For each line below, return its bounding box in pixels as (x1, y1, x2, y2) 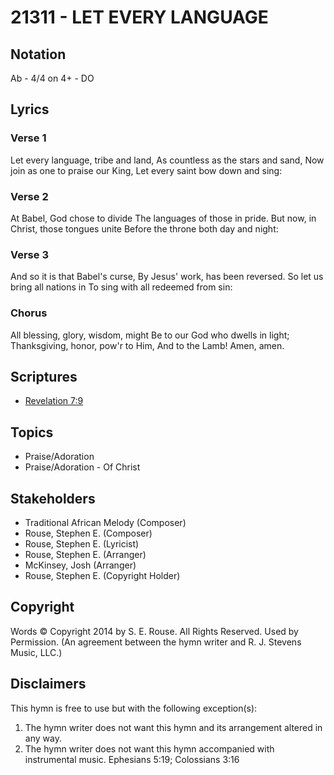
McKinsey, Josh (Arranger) (24, 559, 137, 571)
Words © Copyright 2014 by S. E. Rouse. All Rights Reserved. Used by (10, 625, 299, 637)
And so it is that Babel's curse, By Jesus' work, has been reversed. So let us (10, 271, 324, 283)
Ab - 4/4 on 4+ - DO (10, 72, 95, 84)
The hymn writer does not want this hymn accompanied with (24, 742, 275, 755)
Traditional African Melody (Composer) (24, 517, 187, 529)
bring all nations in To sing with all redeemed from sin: (10, 281, 233, 293)
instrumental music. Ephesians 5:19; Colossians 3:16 (24, 753, 240, 765)
